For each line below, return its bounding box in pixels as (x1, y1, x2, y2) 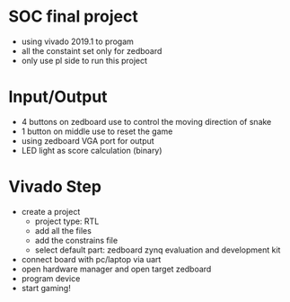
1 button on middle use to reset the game (21, 126, 173, 137)
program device (21, 272, 81, 284)
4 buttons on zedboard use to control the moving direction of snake (21, 116, 272, 127)
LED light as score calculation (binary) (21, 145, 163, 155)
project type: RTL (34, 216, 100, 226)
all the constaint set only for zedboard (21, 45, 163, 56)
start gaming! (21, 282, 71, 293)
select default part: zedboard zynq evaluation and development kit (34, 244, 281, 255)
